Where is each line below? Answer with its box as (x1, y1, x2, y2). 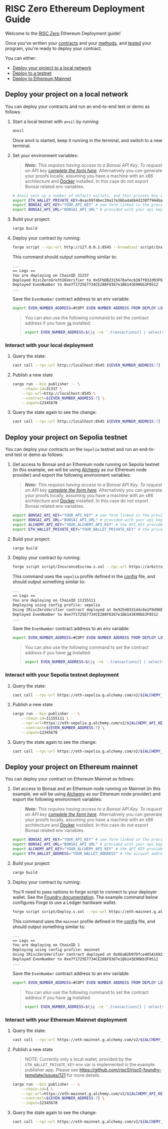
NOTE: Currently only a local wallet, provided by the (24, 1056, 132, 1062)
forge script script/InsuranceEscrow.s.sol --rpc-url (12, 564, 127, 570)
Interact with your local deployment (5, 342, 93, 349)
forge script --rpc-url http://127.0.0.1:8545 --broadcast (12, 245, 138, 250)
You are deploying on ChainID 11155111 (12, 598, 96, 603)
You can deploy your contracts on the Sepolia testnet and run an (5, 446, 138, 453)
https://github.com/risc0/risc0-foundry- (79, 1067, 161, 1073)
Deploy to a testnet (12, 70, 52, 76)
